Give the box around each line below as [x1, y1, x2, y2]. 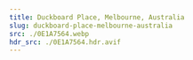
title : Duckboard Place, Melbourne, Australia [9, 12, 185, 22]
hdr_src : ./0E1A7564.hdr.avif [9, 37, 122, 47]
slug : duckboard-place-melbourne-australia [9, 21, 173, 30]
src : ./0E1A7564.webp [9, 29, 90, 38]
